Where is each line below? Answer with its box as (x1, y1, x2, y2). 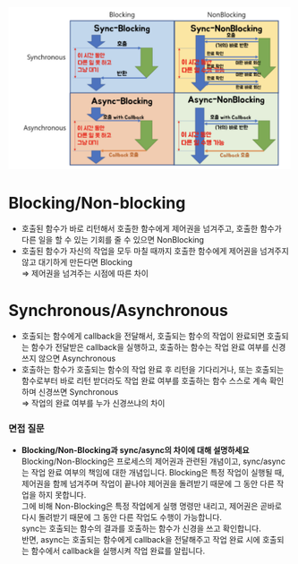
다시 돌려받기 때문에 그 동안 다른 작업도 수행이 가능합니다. (21, 511, 223, 522)
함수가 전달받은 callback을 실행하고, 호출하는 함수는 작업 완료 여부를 (30, 342, 270, 353)
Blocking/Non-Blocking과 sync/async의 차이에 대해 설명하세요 (21, 444, 250, 455)
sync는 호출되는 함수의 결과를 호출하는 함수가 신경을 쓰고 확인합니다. (21, 523, 261, 534)
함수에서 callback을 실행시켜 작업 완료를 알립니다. (30, 545, 206, 556)
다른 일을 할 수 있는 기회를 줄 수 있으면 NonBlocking (21, 235, 205, 245)
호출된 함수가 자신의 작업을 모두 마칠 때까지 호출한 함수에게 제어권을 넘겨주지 (21, 245, 290, 257)
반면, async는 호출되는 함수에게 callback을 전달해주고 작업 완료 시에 (21, 534, 260, 544)
